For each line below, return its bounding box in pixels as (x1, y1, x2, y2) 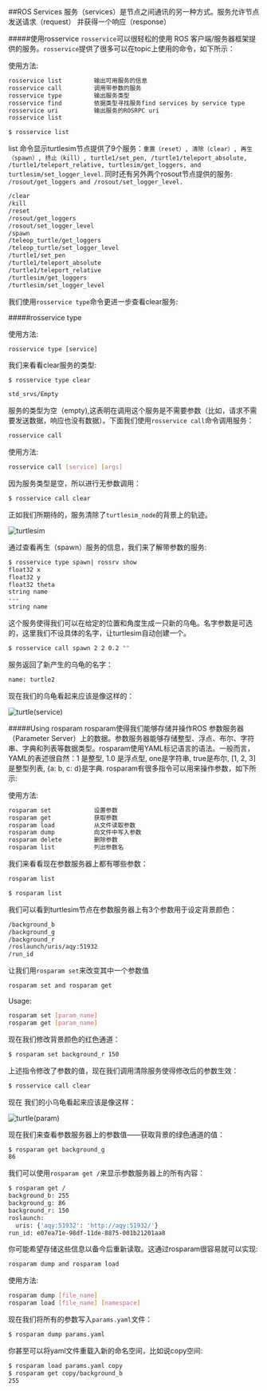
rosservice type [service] (8, 345, 98, 353)
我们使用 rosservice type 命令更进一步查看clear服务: (8, 296, 179, 306)
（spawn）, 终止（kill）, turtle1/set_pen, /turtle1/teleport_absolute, (8, 154, 248, 162)
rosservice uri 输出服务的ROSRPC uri (8, 106, 159, 114)
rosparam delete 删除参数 (8, 836, 118, 844)
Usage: (8, 997, 32, 1005)
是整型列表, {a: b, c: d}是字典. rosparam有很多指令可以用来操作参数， (8, 763, 236, 773)
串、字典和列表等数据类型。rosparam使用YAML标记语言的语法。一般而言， (8, 743, 255, 753)
